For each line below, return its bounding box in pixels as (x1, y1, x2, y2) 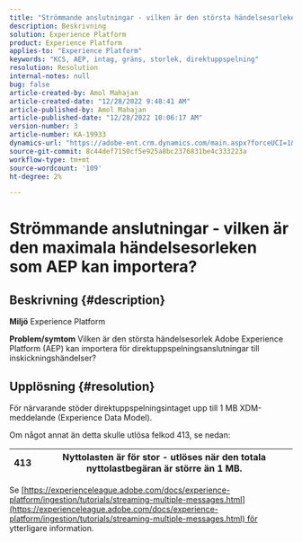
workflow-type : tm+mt (9, 155, 91, 164)
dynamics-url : (9, 138, 63, 147)
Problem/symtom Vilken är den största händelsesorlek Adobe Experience (9, 333, 284, 344)
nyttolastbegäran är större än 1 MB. (85, 462, 243, 475)
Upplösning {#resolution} (9, 378, 155, 394)
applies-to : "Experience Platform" (9, 47, 143, 56)
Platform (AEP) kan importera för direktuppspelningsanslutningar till (9, 343, 260, 354)
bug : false (9, 80, 50, 89)
